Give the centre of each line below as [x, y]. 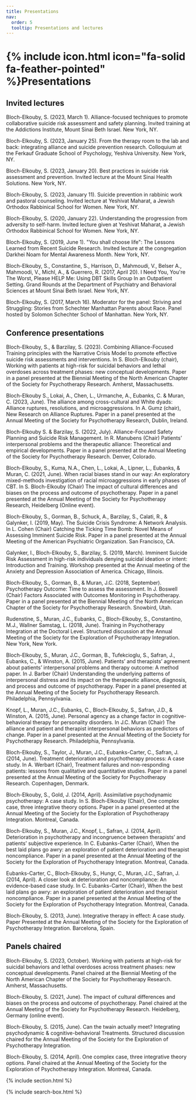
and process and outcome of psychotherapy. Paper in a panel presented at [97, 686]
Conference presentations [55, 333]
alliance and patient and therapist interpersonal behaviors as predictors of [95, 729]
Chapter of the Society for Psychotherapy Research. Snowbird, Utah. [89, 608]
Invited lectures [35, 103]
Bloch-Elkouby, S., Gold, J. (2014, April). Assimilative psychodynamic [89, 795]
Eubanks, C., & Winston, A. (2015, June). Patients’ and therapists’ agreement [98, 661]
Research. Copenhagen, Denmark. [48, 784]
